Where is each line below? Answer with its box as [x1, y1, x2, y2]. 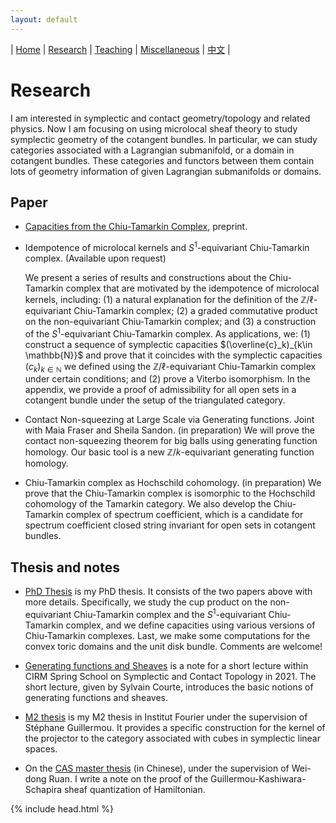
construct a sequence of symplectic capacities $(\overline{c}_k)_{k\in [24, 338, 313, 350]
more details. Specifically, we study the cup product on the [24, 596, 268, 608]
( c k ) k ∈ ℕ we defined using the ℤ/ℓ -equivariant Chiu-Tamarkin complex [24, 360, 317, 375]
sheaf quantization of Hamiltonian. [63, 783, 206, 795]
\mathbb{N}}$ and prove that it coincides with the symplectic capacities [24, 349, 323, 361]
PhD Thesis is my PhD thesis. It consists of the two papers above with [24, 586, 313, 598]
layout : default [10, 14, 78, 25]
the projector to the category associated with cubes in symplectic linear [24, 732, 321, 744]
